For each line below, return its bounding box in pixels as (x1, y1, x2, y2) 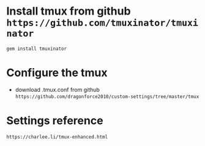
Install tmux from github (6, 4, 131, 18)
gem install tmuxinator (6, 46, 67, 52)
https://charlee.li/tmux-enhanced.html (6, 134, 108, 140)
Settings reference (6, 114, 103, 128)
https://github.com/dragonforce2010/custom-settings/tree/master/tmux (15, 93, 199, 100)
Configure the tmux (6, 66, 108, 80)
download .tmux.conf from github (15, 86, 100, 93)
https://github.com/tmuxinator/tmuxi (6, 17, 199, 29)
